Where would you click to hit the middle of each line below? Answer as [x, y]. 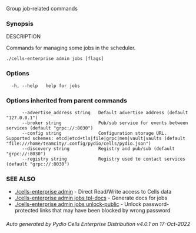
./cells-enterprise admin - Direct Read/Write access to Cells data [93, 192]
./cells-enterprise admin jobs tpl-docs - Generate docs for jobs [91, 198]
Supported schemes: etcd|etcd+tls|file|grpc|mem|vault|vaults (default [96, 138]
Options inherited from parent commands [67, 101]
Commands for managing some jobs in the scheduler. [71, 48]
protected [26, 211]
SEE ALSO [21, 179]
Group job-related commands [42, 9]
